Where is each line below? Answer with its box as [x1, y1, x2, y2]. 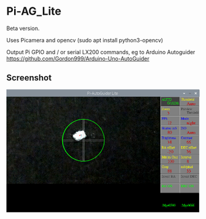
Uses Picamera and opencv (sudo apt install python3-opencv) [6, 36, 164, 44]
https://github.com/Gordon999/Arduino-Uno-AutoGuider [6, 55, 150, 62]
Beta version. [6, 25, 40, 32]
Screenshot [6, 72, 52, 83]
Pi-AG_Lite [6, 4, 61, 18]
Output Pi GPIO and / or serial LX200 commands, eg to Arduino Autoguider [6, 48, 196, 56]
